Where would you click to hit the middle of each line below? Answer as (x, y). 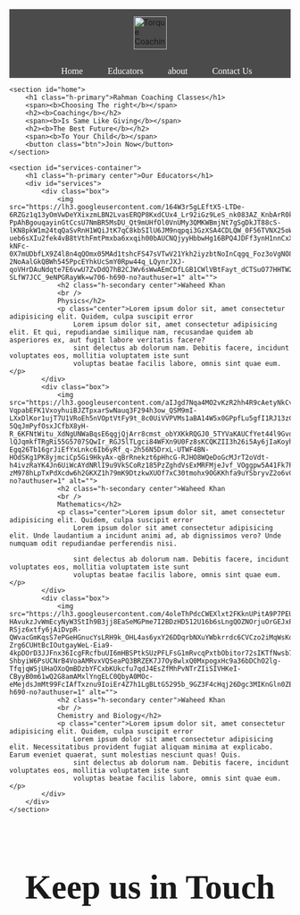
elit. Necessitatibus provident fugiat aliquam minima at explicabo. (142, 747)
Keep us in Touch (150, 887)
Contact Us (232, 71)
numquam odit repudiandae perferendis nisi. (93, 544)
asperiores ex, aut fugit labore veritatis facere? (107, 340)
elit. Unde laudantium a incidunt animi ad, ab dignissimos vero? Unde (145, 536)
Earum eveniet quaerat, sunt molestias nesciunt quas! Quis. (125, 755)
